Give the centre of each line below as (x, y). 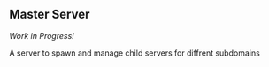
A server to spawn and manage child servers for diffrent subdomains (135, 53)
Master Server (50, 15)
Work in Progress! (42, 35)
